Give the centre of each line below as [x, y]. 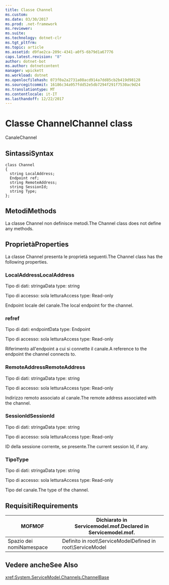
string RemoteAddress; [33, 183]
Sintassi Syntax [29, 153]
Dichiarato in [112, 520]
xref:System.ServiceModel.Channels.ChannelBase [57, 577]
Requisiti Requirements [42, 506]
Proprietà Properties [37, 244]
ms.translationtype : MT [30, 89]
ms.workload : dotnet [27, 75]
